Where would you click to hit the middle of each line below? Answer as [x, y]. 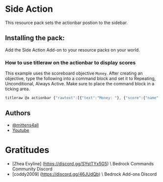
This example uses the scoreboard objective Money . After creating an [74, 73]
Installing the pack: [35, 38]
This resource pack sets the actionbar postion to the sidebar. [67, 23]
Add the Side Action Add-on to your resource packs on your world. [73, 50]
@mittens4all [25, 125]
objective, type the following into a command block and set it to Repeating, [81, 78]
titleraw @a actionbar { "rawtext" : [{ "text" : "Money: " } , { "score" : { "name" [82, 98]
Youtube [21, 130]
